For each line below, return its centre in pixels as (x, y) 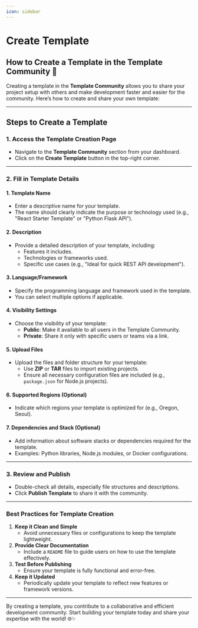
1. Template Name (29, 193)
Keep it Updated (35, 577)
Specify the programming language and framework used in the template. (103, 290)
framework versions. (48, 589)
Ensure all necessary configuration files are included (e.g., (94, 375)
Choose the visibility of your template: (61, 323)
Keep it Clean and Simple (46, 527)
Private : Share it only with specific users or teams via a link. (96, 336)
